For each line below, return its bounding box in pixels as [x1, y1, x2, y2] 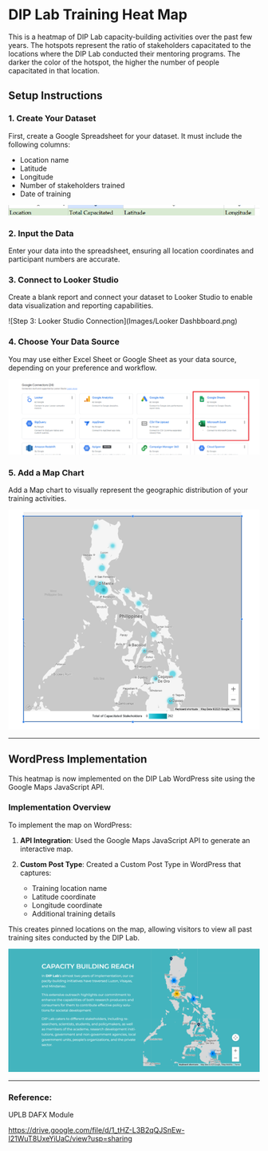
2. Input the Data [8, 227, 74, 238]
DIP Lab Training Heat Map [8, 6, 187, 24]
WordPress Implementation [8, 752, 148, 767]
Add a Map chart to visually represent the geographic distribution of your [8, 485, 249, 495]
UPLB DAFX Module [8, 1110, 74, 1120]
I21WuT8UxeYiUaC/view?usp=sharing [8, 1134, 133, 1144]
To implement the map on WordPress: [8, 820, 132, 830]
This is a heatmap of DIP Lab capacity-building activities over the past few [8, 32, 253, 41]
